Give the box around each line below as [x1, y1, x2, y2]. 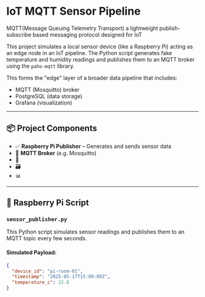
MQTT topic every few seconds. [6, 235, 87, 242]
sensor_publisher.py [6, 216, 68, 223]
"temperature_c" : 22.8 [12, 279, 70, 285]
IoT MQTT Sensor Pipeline [6, 4, 141, 18]
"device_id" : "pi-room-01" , [12, 268, 84, 274]
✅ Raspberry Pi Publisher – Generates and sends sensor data [15, 142, 172, 150]
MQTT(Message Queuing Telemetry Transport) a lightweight [6, 24, 159, 32]
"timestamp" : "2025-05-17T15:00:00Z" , [12, 274, 111, 280]
